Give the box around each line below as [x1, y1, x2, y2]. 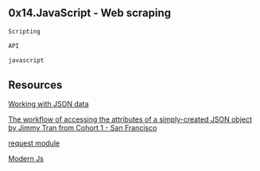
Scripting [8, 27, 41, 35]
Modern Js [8, 154, 44, 164]
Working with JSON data [8, 99, 89, 109]
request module [8, 138, 60, 148]
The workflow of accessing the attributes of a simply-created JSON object [8, 115, 253, 124]
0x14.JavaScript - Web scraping [8, 6, 172, 20]
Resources [8, 78, 63, 91]
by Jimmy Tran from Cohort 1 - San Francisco [8, 123, 157, 133]
